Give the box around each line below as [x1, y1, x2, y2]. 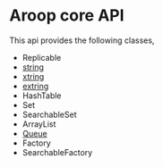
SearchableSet [21, 109, 77, 120]
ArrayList [21, 118, 56, 129]
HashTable [21, 90, 62, 101]
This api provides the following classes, [9, 35, 155, 46]
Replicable [21, 52, 62, 63]
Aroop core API [9, 5, 124, 26]
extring [21, 80, 49, 91]
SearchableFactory [21, 146, 93, 157]
